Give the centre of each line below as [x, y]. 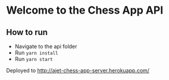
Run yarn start [34, 59]
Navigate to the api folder [46, 46]
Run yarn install [36, 53]
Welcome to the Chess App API [85, 10]
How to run [27, 32]
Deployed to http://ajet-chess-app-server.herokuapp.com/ [78, 71]
